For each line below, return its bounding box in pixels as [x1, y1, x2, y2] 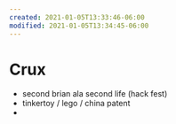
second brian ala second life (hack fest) [21, 89, 168, 99]
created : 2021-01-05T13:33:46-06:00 [9, 12, 145, 22]
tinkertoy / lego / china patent [21, 98, 131, 109]
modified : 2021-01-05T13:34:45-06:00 [9, 21, 149, 30]
